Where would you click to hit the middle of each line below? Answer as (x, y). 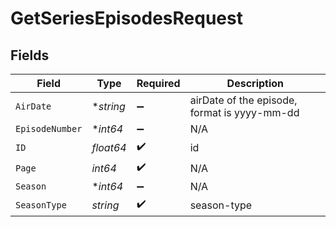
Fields (30, 55)
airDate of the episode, (243, 100)
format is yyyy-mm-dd (244, 112)
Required (158, 83)
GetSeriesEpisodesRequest (126, 18)
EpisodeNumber (49, 128)
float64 (109, 147)
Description (255, 83)
